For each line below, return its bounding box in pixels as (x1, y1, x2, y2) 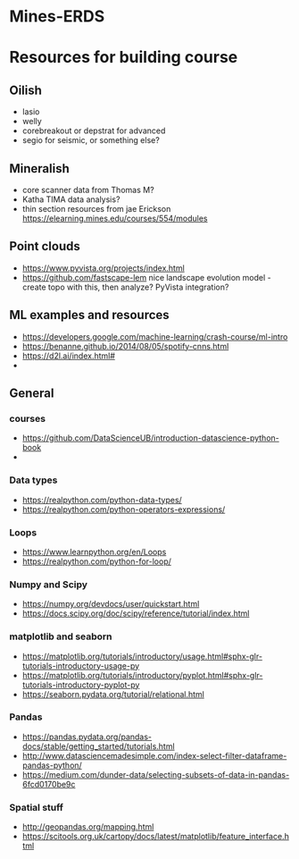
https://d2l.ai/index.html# (21, 350, 116, 361)
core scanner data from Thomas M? (21, 185, 154, 195)
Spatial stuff (9, 801, 64, 813)
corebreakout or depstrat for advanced (21, 125, 166, 136)
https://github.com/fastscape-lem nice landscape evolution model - (21, 272, 271, 282)
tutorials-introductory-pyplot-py (21, 679, 140, 690)
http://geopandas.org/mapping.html (21, 821, 154, 832)
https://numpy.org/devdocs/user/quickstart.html (21, 599, 200, 610)
